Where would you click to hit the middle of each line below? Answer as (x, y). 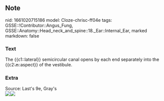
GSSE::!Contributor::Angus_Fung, (39, 25)
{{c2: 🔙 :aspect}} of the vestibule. (39, 65)
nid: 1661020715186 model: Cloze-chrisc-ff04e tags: (59, 20)
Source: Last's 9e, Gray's (31, 89)
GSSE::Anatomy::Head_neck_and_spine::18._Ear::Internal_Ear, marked (76, 30)
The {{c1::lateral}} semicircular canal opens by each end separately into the (82, 59)
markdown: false (22, 36)
